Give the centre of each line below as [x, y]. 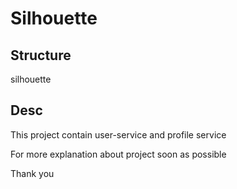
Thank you [32, 173]
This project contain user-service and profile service [118, 134]
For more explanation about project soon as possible [118, 154]
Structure [41, 55]
